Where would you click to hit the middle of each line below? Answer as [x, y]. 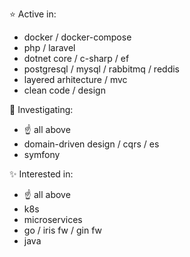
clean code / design [64, 90]
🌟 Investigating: [41, 109]
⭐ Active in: [33, 14]
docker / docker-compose [77, 37]
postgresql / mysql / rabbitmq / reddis [101, 69]
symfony [42, 154]
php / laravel [49, 47]
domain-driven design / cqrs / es [91, 144]
